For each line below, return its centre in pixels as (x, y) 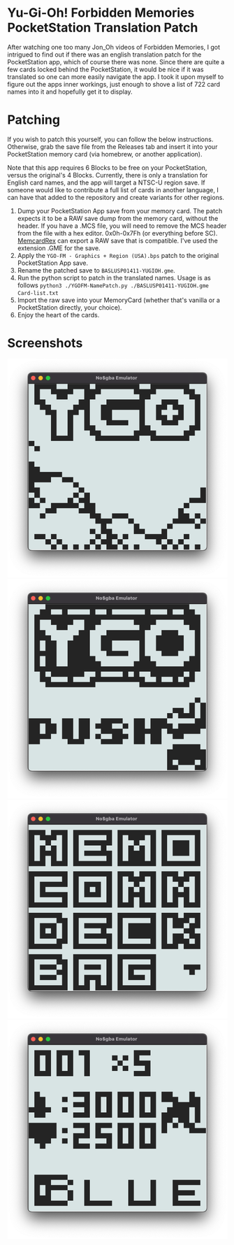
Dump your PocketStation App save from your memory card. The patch (120, 210)
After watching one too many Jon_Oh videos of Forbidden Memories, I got (114, 47)
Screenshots (45, 343)
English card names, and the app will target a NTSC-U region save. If (106, 182)
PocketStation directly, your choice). (70, 307)
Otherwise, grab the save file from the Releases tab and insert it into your (112, 146)
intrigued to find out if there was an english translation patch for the (104, 55)
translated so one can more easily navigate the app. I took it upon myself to (116, 77)
